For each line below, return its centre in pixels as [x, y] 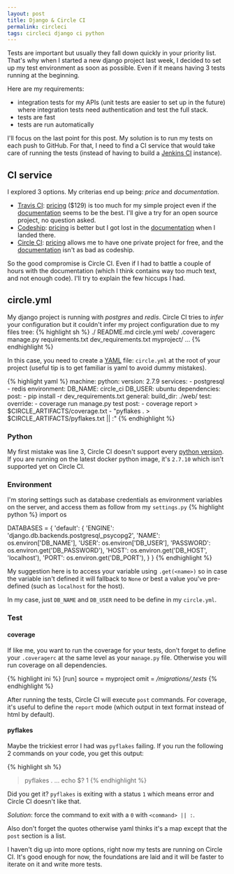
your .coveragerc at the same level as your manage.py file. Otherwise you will [117, 657]
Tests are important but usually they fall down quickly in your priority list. [112, 53]
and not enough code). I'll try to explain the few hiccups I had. [96, 278]
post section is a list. [37, 836]
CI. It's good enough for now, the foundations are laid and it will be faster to [116, 857]
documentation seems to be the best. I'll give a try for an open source [118, 213]
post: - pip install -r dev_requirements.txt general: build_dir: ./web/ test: [110, 396]
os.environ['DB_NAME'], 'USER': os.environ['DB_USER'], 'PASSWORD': [109, 543]
